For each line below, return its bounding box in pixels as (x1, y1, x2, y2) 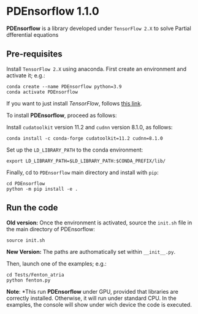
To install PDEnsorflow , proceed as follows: (6, 112, 117, 119)
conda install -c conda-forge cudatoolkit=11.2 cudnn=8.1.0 (6, 135, 164, 142)
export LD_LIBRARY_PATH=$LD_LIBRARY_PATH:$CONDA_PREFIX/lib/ (6, 158, 166, 164)
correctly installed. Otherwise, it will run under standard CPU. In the (6, 294, 177, 302)
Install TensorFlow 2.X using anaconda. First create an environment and (6, 65, 187, 72)
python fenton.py (6, 277, 51, 283)
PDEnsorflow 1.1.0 (6, 4, 99, 18)
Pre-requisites (6, 49, 63, 59)
